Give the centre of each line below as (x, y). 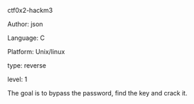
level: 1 (17, 79)
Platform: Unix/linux (36, 52)
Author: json (25, 24)
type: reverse (27, 66)
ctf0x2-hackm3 (30, 10)
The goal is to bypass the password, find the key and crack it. (97, 93)
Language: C (26, 38)
